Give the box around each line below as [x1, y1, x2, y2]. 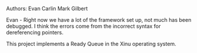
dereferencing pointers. [6, 29, 64, 36]
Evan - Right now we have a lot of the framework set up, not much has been [6, 16, 192, 23]
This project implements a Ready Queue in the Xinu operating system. [6, 41, 176, 47]
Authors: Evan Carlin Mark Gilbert [6, 5, 88, 12]
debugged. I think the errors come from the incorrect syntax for [6, 23, 161, 29]
